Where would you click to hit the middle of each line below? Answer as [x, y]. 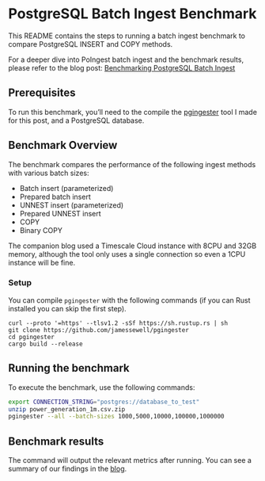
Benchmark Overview [63, 145]
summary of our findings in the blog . [68, 469]
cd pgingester [32, 337]
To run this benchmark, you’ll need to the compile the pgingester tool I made [132, 112]
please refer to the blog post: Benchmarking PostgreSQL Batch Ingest [122, 67]
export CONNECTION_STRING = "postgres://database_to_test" [104, 402]
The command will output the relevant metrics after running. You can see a [130, 460]
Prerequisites [42, 93]
